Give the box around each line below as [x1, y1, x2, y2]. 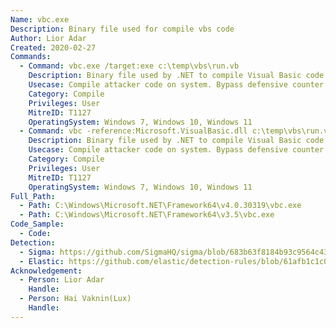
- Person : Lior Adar [19, 275, 105, 285]
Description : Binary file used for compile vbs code [10, 24, 235, 34]
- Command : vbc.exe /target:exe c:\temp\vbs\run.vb [19, 61, 240, 71]
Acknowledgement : [10, 266, 83, 276]
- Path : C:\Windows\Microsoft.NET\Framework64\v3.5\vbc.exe [19, 210, 275, 220]
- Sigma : [19, 247, 56, 257]
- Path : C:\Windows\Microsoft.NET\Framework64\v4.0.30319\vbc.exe [19, 201, 302, 211]
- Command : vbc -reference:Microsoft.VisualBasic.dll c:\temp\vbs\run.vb [19, 126, 333, 136]
